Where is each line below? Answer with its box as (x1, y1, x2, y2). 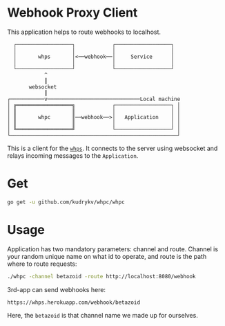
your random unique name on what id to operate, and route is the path (7, 252, 207, 260)
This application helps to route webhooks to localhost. (7, 28, 161, 36)
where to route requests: (7, 260, 77, 268)
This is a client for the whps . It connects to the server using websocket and (7, 144, 218, 152)
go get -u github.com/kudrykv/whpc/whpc (7, 199, 126, 206)
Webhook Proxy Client (7, 5, 138, 21)
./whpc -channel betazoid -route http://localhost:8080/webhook (7, 273, 196, 280)
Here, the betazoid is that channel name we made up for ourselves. (7, 311, 198, 319)
